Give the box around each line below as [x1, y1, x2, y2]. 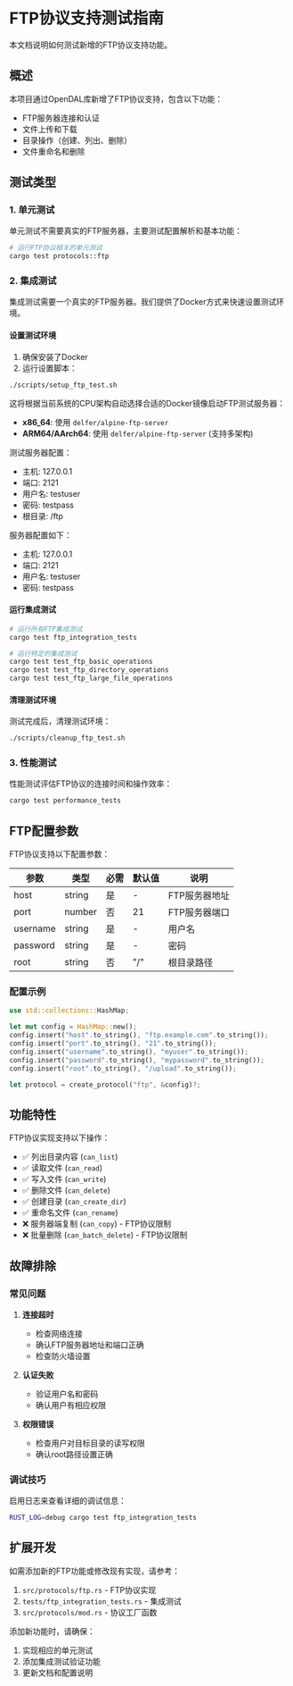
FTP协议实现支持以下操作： [9, 1132, 110, 1144]
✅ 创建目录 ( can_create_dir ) [21, 1196, 126, 1207]
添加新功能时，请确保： [9, 1625, 95, 1636]
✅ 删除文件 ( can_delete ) [21, 1185, 111, 1195]
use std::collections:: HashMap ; [9, 1006, 129, 1015]
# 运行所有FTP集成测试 [9, 625, 83, 633]
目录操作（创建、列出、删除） [21, 135, 132, 146]
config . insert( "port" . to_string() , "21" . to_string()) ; [9, 1039, 217, 1048]
